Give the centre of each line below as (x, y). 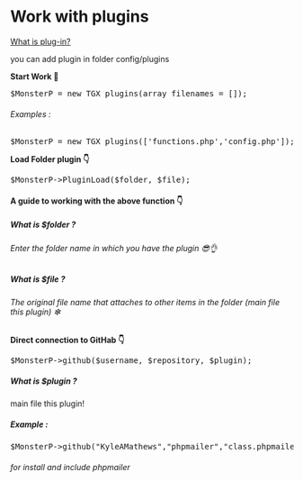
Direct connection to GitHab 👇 (67, 340)
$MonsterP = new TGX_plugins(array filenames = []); (129, 93)
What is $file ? (38, 279)
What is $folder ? (43, 225)
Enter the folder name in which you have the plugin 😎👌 (114, 248)
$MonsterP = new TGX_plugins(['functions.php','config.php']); (152, 142)
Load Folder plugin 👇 (50, 159)
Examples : (31, 113)
